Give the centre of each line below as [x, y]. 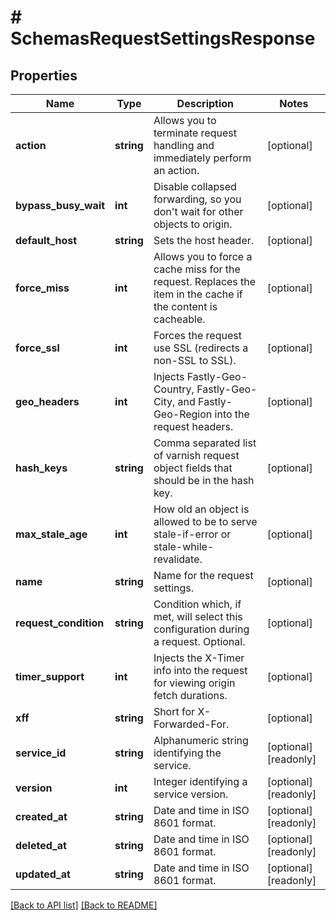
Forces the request [197, 335]
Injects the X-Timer [199, 658]
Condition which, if [197, 604]
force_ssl [37, 348]
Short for [174, 711]
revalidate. [178, 559]
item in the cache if [198, 294]
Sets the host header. [204, 240]
